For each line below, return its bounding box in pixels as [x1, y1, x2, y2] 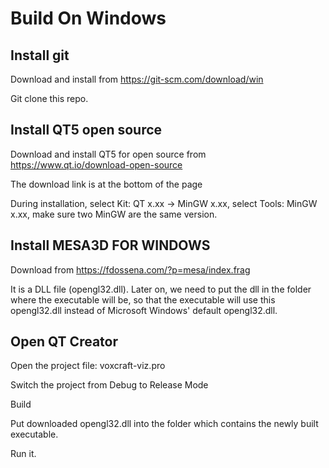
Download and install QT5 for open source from [10, 148, 207, 160]
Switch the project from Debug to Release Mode [10, 379, 209, 391]
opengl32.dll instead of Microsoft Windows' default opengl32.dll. [10, 304, 278, 316]
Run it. [10, 448, 37, 460]
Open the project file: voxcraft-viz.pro [10, 360, 166, 372]
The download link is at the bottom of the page [10, 178, 203, 190]
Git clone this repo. [10, 93, 89, 104]
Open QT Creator [10, 333, 119, 351]
